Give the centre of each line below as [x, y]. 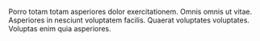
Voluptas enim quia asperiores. [60, 29]
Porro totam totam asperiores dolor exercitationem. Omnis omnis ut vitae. [130, 12]
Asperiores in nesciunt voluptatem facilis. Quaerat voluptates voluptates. [129, 20]
